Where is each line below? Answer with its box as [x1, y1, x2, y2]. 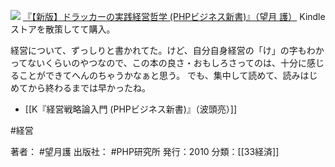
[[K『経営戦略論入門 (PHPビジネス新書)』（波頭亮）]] [24, 103, 238, 115]
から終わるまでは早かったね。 [27, 82, 151, 94]
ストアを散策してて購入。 [10, 23, 116, 35]
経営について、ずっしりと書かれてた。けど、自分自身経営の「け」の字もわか [10, 45, 325, 56]
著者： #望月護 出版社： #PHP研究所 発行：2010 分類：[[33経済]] [10, 146, 280, 157]
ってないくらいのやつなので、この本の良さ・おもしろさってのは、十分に [10, 57, 308, 69]
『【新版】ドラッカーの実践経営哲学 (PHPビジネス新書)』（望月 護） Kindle [22, 11, 326, 22]
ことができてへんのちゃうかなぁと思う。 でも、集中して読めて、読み [18, 70, 301, 81]
